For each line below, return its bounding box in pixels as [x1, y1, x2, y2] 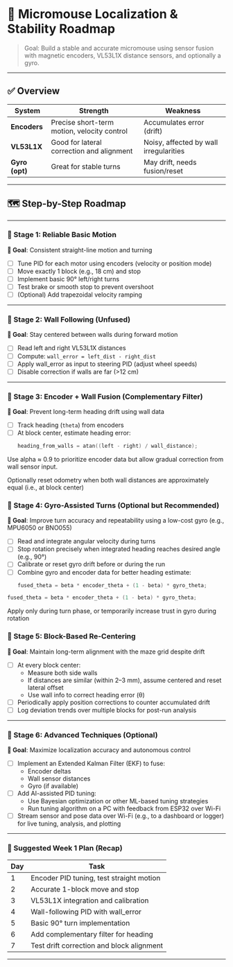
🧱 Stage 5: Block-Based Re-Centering [7, 631, 137, 641]
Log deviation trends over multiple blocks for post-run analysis [17, 706, 197, 714]
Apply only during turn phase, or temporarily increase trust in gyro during [7, 607, 217, 616]
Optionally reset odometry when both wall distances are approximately [7, 476, 209, 485]
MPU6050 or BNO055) [7, 523, 73, 532]
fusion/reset [143, 166, 184, 175]
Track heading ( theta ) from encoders [17, 421, 124, 429]
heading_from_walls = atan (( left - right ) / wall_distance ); [17, 443, 198, 450]
